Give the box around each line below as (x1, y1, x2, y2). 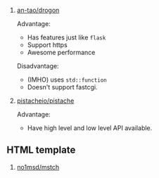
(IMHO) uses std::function (27, 75, 107, 84)
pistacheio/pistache (16, 96, 75, 105)
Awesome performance (27, 49, 96, 56)
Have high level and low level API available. (27, 124, 153, 132)
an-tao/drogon (16, 6, 60, 14)
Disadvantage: (16, 62, 59, 70)
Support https (27, 41, 68, 49)
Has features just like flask (27, 33, 106, 42)
